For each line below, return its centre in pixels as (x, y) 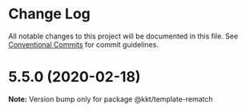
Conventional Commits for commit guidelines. (83, 44)
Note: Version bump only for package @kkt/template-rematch (111, 99)
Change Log (49, 14)
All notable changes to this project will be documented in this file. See (123, 36)
